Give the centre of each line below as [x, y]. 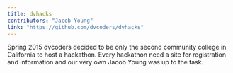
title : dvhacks [30, 14]
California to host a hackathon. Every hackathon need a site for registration [117, 55]
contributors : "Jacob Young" [50, 21]
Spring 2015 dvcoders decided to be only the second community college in [117, 47]
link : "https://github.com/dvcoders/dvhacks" [75, 27]
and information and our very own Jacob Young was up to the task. [106, 62]
